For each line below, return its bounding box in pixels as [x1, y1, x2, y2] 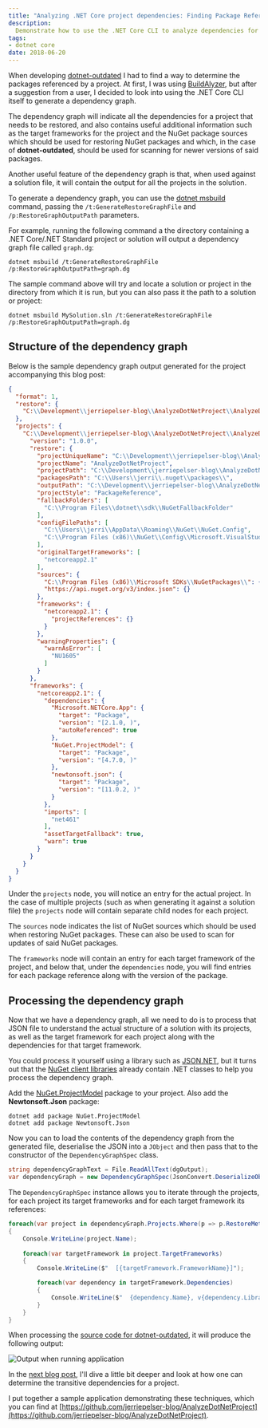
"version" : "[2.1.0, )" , [58, 719, 141, 727]
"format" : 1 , [15, 393, 59, 400]
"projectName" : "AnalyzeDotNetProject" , [37, 460, 173, 467]
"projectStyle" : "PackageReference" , [37, 489, 162, 497]
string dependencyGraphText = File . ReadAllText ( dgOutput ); [8, 1166, 209, 1174]
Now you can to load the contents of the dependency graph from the [8, 1134, 235, 1143]
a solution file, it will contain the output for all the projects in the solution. [8, 178, 247, 187]
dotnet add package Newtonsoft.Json [8, 1119, 130, 1127]
